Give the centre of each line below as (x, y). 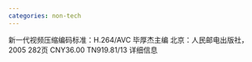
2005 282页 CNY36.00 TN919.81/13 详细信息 (83, 50)
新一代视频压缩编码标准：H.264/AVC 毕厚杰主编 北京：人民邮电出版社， (128, 39)
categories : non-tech (45, 16)
